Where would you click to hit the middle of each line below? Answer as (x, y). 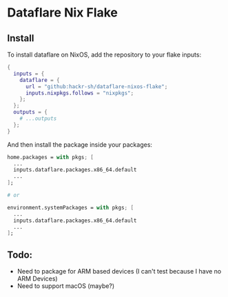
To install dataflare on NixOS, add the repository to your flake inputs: (104, 54)
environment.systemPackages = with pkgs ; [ (71, 207)
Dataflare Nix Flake (63, 13)
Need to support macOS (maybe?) (66, 286)
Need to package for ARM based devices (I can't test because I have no (119, 272)
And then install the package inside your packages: (80, 144)
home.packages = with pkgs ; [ (51, 157)
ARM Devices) (37, 279)
